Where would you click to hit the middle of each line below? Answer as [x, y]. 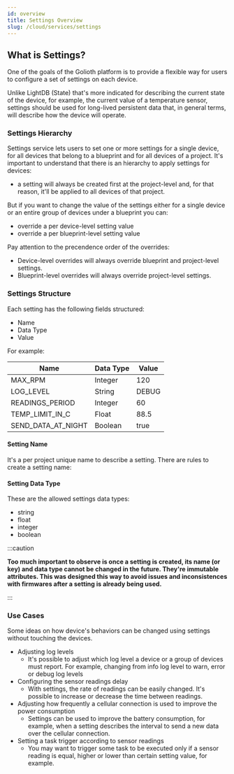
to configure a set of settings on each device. [73, 79]
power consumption [46, 711]
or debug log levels [56, 674]
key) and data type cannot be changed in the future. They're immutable [113, 569]
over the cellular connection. [69, 733]
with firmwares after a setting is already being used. [85, 584]
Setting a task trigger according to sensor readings [90, 741]
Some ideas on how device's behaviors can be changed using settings [109, 631]
